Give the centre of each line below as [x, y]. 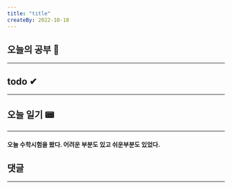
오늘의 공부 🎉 [33, 49]
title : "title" [29, 13]
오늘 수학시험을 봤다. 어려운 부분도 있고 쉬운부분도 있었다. [84, 144]
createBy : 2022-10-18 [38, 20]
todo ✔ [22, 81]
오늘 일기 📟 [31, 115]
